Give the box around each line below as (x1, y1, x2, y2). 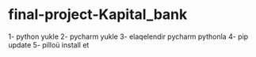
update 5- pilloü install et (8, 40, 90, 49)
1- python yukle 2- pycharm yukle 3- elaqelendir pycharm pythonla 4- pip (8, 32, 249, 41)
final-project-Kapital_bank (8, 6, 188, 24)
